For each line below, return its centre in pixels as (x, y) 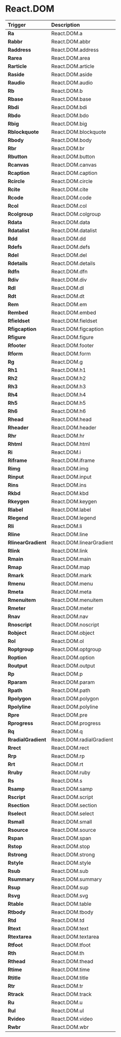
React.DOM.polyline (75, 706)
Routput (18, 666)
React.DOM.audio (72, 82)
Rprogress (21, 723)
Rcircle (16, 181)
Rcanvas (18, 165)
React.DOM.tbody (72, 912)
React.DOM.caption (74, 173)
